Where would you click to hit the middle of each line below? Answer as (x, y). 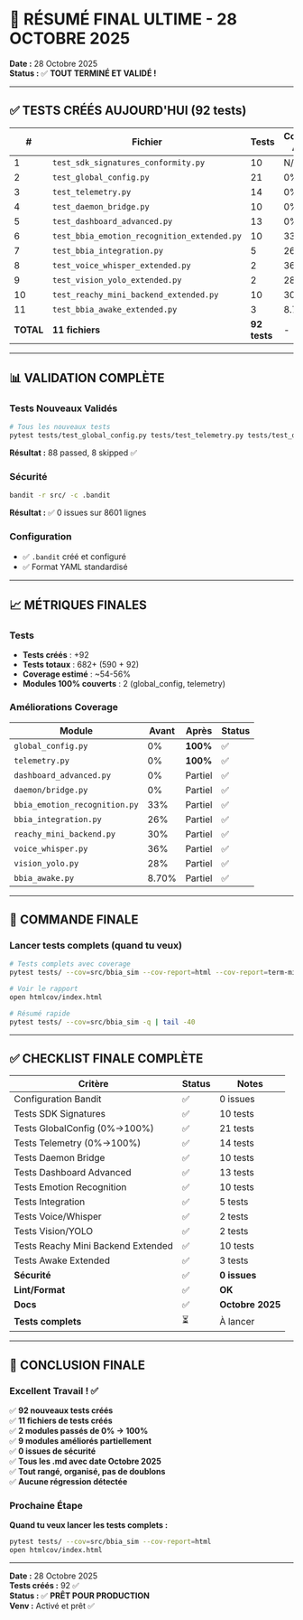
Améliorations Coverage (64, 707)
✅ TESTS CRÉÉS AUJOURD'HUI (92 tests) (128, 111)
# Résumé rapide (40, 1013)
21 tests (237, 1128)
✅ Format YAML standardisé (75, 567)
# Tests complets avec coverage (70, 964)
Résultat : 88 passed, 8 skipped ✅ (73, 453)
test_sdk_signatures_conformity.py (129, 162)
